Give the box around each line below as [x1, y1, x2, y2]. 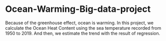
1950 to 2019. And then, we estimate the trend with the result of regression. [5, 30, 160, 36]
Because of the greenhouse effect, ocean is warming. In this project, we [5, 20, 154, 26]
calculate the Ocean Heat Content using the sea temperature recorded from [5, 25, 161, 31]
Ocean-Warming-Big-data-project [5, 3, 151, 15]
